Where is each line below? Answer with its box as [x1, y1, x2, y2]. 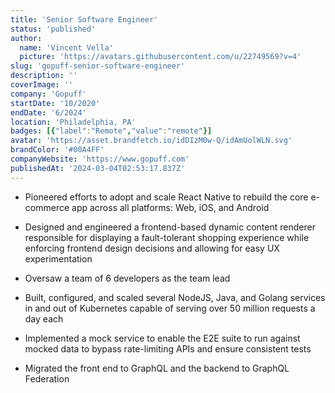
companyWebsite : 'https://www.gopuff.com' [10, 154, 190, 164]
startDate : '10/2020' [10, 98, 101, 108]
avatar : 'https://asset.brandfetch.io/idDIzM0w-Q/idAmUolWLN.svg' [10, 136, 293, 146]
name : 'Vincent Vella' [19, 42, 114, 53]
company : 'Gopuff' [10, 89, 87, 99]
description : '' [10, 71, 78, 81]
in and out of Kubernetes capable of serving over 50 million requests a [24, 302, 316, 314]
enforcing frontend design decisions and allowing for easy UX [24, 242, 280, 254]
